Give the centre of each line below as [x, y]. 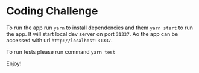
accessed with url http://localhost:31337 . [59, 40]
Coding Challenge [52, 11]
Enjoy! [14, 63]
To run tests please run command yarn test [61, 51]
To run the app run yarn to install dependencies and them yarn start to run [99, 28]
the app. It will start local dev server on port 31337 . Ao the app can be [92, 34]
